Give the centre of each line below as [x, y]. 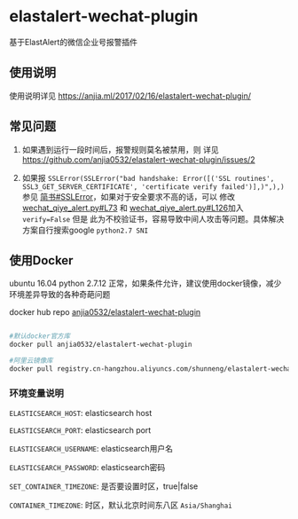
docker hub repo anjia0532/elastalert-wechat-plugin [105, 312]
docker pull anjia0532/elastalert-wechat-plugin [101, 345]
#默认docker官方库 [40, 336]
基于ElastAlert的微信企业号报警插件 [73, 42]
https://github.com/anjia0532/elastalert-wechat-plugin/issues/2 [138, 159]
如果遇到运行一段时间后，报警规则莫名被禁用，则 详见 [120, 149]
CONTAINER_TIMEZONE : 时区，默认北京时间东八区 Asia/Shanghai [121, 505]
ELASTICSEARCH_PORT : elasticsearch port [80, 430]
